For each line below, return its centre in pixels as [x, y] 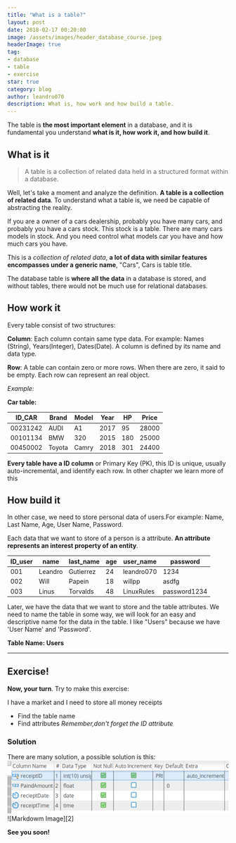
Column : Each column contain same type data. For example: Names [106, 339]
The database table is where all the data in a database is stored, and [107, 278]
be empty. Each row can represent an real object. [79, 375]
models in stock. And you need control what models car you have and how [115, 236]
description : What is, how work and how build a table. [91, 104]
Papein [79, 582]
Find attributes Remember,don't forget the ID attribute [95, 723]
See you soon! [29, 832]
